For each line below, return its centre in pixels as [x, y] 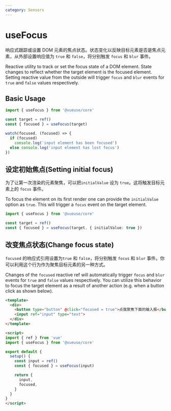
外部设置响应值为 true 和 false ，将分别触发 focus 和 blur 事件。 [86, 56]
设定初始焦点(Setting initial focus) [59, 169]
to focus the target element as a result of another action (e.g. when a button [85, 285]
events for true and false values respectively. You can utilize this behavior [83, 280]
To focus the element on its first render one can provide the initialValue [82, 199]
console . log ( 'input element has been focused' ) [66, 143]
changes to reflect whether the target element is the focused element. [79, 72]
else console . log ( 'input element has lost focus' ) [65, 148]
